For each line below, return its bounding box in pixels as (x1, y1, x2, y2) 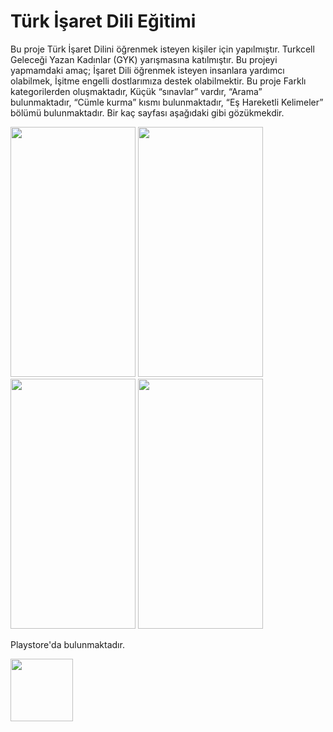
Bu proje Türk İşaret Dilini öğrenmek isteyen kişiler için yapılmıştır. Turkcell (10, 43, 315, 55)
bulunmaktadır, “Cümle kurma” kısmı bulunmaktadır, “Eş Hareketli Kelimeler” (10, 96, 324, 108)
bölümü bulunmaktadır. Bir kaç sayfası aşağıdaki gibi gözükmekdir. (10, 106, 285, 119)
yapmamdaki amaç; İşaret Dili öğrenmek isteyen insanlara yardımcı (10, 64, 285, 76)
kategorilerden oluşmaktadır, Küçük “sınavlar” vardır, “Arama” (10, 85, 263, 97)
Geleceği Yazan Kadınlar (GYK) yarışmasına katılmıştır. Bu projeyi (10, 53, 278, 65)
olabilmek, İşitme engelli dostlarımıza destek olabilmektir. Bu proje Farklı (10, 75, 307, 87)
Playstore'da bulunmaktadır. (10, 638, 125, 650)
